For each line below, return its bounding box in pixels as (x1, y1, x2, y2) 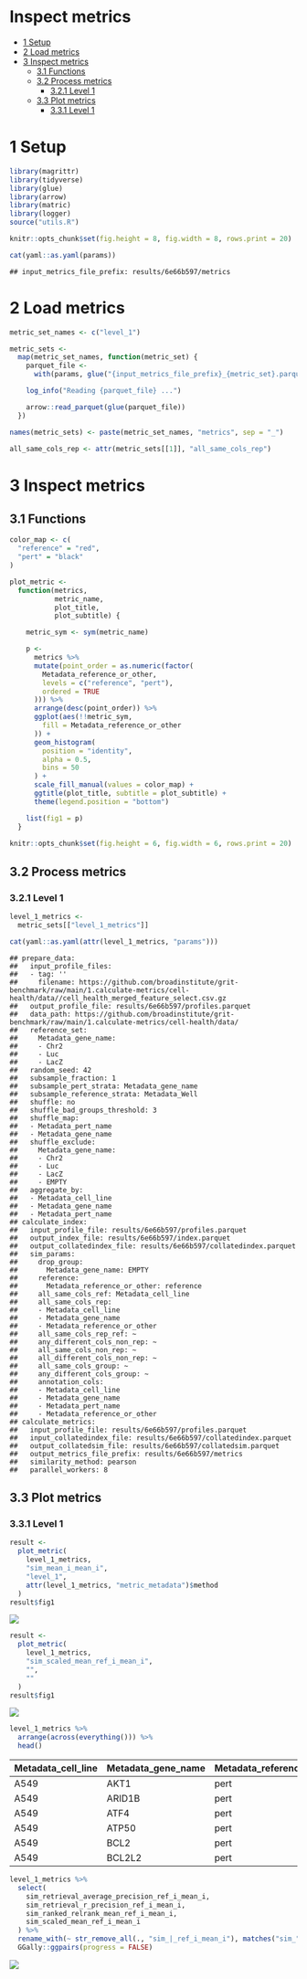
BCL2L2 (106, 1852, 143, 1865)
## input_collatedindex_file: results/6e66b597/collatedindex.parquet (9, 1433, 292, 1443)
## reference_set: (9, 1025, 89, 1034)
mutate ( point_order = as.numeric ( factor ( (33, 661, 195, 671)
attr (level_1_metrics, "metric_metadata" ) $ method (26, 1581, 219, 1590)
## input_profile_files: (9, 961, 112, 970)
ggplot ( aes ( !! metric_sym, (33, 713, 132, 722)
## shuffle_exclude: (9, 1138, 96, 1147)
